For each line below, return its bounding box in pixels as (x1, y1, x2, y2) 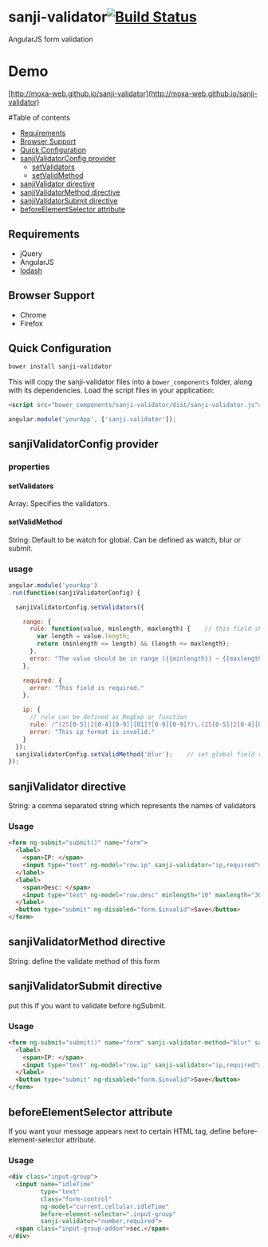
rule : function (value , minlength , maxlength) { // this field (29, 625, 251, 633)
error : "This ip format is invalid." (29, 728, 156, 736)
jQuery (19, 248, 42, 258)
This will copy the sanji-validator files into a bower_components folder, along (8, 377, 253, 387)
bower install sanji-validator (8, 363, 112, 371)
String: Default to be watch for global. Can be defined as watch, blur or (8, 535, 242, 544)
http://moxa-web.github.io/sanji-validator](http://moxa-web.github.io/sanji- (10, 89, 258, 98)
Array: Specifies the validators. (8, 499, 110, 508)
